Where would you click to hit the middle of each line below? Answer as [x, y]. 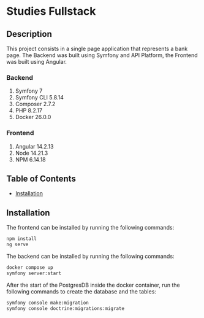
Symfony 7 [29, 91]
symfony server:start [34, 273]
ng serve [17, 245]
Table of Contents [41, 178]
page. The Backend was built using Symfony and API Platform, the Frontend [102, 55]
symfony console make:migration [47, 303]
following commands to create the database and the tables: [81, 291]
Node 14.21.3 [32, 153]
